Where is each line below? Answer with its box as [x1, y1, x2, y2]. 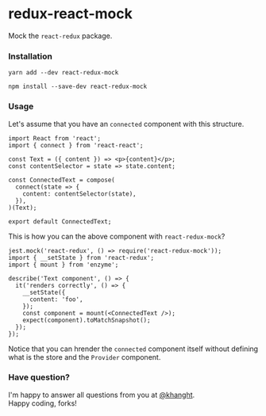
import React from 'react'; [8, 134, 102, 143]
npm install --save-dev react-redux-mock [8, 82, 148, 91]
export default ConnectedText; [8, 217, 112, 226]
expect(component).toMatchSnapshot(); [22, 316, 151, 324]
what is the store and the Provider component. [8, 352, 161, 361]
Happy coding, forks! [8, 398, 77, 408]
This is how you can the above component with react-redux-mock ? [8, 231, 226, 241]
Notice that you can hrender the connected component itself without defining [8, 344, 259, 353]
